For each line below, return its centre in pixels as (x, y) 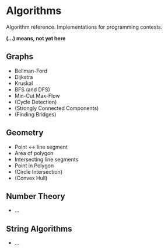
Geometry (25, 133)
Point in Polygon (34, 166)
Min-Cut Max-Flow (37, 95)
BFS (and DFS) (32, 90)
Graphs (20, 57)
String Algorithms (39, 228)
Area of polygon (34, 153)
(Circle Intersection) (38, 171)
